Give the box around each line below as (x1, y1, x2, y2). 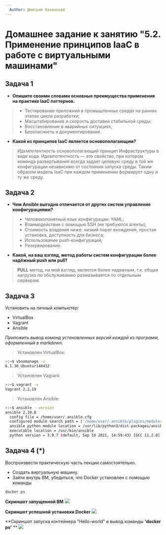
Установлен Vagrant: (17, 373, 61, 378)
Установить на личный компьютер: (5, 305, 79, 311)
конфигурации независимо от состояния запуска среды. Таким (17, 164, 152, 170)
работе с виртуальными (5, 49, 111, 61)
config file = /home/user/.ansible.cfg (9, 414, 92, 419)
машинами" (5, 60, 58, 71)
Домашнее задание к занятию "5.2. (5, 28, 161, 40)
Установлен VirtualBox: (17, 350, 66, 356)
